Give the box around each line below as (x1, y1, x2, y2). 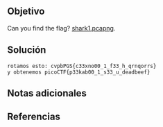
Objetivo (7, 6, 45, 17)
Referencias (7, 111, 61, 123)
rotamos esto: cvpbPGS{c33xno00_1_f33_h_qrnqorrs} (7, 62, 157, 69)
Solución (7, 44, 46, 56)
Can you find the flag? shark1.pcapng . (7, 24, 116, 32)
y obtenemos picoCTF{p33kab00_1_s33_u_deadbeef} (7, 69, 151, 76)
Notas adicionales (7, 87, 87, 99)
